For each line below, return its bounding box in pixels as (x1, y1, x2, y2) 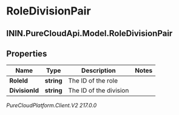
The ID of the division (68, 86, 129, 95)
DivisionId (9, 86, 39, 95)
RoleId (9, 76, 29, 85)
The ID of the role (68, 76, 118, 85)
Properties (6, 48, 47, 58)
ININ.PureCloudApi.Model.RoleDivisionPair (6, 28, 173, 39)
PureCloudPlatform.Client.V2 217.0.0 (6, 102, 97, 109)
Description (81, 66, 117, 75)
